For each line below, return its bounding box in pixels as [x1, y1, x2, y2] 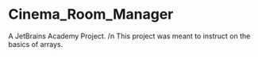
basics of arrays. [8, 39, 64, 48]
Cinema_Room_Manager [8, 5, 174, 23]
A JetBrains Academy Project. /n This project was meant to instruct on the [8, 31, 251, 41]
